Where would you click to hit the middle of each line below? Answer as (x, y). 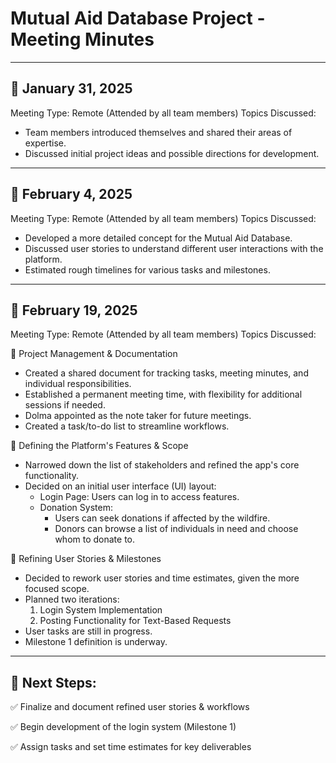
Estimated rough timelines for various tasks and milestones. (147, 269)
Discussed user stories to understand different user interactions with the (174, 248)
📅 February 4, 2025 (71, 194)
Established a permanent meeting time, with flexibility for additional (163, 394)
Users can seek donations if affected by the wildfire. (162, 518)
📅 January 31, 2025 (71, 88)
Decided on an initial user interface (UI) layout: (120, 486)
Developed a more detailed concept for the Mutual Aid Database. (158, 238)
